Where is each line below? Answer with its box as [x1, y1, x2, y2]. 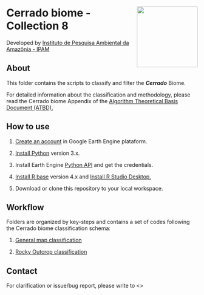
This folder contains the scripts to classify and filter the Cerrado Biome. [6, 79, 186, 86]
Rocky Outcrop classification [15, 248, 87, 256]
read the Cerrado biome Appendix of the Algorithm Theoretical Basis [6, 97, 178, 104]
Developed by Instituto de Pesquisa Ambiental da [6, 39, 129, 46]
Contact [6, 266, 38, 276]
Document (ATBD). [6, 104, 53, 111]
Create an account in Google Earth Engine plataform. [15, 137, 148, 145]
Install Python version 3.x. [15, 149, 80, 157]
